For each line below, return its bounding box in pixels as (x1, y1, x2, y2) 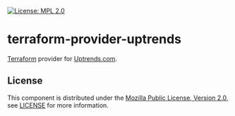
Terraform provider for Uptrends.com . (7, 54, 118, 63)
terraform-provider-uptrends (7, 32, 182, 47)
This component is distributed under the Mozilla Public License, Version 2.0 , (7, 94, 229, 102)
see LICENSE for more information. (7, 101, 109, 109)
